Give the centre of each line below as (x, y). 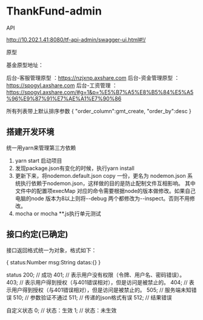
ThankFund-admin (54, 11)
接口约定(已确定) (37, 234)
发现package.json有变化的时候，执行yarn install (75, 168)
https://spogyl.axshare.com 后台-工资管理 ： (62, 85)
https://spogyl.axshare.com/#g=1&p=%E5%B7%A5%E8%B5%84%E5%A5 (100, 92)
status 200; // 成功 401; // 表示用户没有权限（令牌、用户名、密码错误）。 (96, 275)
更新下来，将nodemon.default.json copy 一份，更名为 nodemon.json (100, 175)
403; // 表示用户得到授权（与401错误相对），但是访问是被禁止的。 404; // (97, 282)
